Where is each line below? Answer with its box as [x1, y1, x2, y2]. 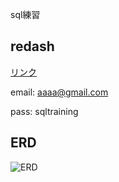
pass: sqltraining [10, 105, 79, 117]
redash [10, 38, 55, 55]
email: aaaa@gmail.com [10, 86, 109, 98]
